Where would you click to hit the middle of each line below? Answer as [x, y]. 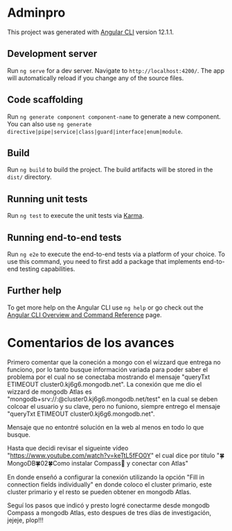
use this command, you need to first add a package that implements [104, 261]
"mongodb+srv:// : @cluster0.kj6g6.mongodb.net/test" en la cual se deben [113, 399]
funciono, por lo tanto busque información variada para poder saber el [108, 369]
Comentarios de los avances [91, 343]
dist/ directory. [29, 177]
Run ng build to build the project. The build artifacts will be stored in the [110, 170]
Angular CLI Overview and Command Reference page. [84, 314]
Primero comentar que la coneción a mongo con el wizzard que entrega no [114, 362]
